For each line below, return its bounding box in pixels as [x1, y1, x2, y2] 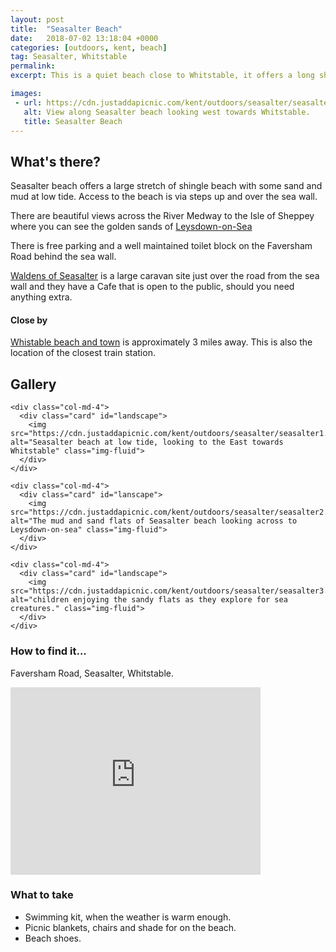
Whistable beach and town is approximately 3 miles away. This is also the [10, 336, 313, 348]
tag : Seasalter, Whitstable [10, 52, 128, 62]
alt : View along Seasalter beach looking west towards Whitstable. [23, 107, 311, 117]
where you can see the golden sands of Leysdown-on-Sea [10, 221, 253, 233]
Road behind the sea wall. [10, 251, 117, 263]
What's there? [10, 153, 102, 170]
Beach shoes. [24, 932, 82, 944]
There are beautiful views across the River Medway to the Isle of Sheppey [10, 210, 315, 222]
